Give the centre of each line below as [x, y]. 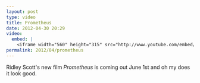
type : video [21, 17]
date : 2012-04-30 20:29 [36, 28]
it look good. [21, 73]
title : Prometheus [29, 23]
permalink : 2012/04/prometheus [45, 50]
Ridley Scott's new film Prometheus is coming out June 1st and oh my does [98, 67]
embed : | [22, 39]
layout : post [22, 12]
